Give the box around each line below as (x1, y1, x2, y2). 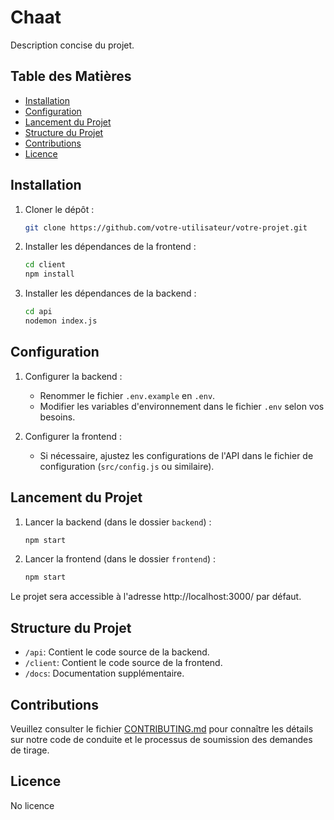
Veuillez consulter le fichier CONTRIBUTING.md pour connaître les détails (10, 722, 314, 735)
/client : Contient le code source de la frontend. (24, 657, 223, 669)
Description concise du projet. (10, 39, 135, 51)
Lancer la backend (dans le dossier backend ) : (24, 516, 212, 528)
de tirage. (10, 744, 50, 756)
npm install (24, 269, 75, 280)
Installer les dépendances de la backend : (24, 287, 197, 300)
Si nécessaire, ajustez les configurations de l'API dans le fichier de (39, 449, 314, 461)
